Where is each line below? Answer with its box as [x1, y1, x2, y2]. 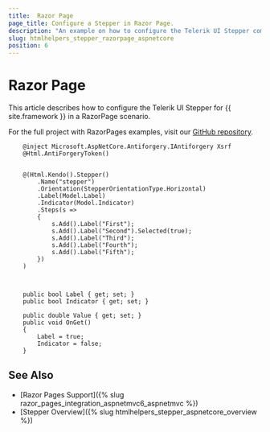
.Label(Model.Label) [37, 192, 106, 200]
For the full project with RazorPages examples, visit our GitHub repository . [8, 127, 253, 137]
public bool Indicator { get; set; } [22, 298, 149, 306]
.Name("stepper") [37, 178, 95, 186]
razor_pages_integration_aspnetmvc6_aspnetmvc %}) [19, 398, 198, 408]
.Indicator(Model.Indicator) [37, 199, 135, 208]
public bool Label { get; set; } [22, 290, 135, 298]
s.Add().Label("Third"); [51, 234, 135, 242]
